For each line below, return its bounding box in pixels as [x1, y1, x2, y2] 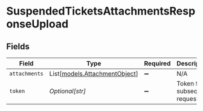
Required [144, 59, 171, 67]
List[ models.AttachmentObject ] [49, 70, 138, 78]
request [176, 95, 199, 103]
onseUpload [6, 17, 69, 31]
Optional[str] [49, 87, 86, 95]
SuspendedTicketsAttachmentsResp [6, 4, 196, 18]
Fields [6, 41, 30, 52]
